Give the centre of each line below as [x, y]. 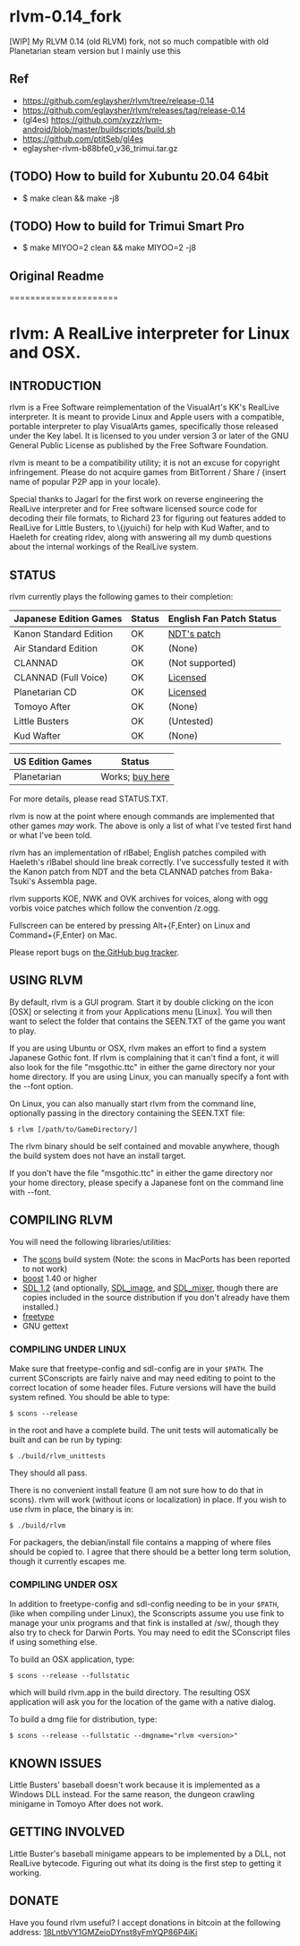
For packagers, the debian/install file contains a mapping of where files [140, 1542]
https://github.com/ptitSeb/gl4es [83, 138]
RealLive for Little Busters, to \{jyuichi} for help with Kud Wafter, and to [140, 528]
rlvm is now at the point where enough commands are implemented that [142, 816]
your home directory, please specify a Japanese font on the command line [146, 1182]
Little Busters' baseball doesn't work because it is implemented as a [135, 1785]
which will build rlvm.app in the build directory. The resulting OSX [130, 1692]
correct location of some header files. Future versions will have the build [142, 1388]
